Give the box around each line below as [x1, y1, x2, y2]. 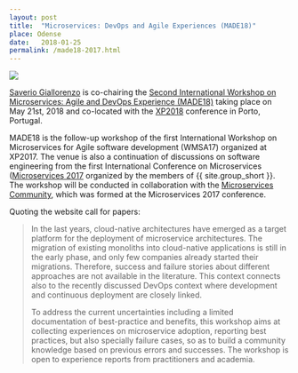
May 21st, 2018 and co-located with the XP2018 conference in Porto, [9, 106, 261, 116]
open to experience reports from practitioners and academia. [30, 354, 255, 365]
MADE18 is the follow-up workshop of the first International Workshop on [9, 132, 278, 143]
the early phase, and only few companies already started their [30, 252, 260, 263]
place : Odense [9, 29, 62, 38]
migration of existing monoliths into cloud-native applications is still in [30, 242, 287, 253]
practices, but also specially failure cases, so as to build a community [30, 335, 286, 346]
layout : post [9, 12, 58, 22]
